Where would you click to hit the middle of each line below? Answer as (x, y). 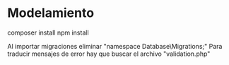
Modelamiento (51, 13)
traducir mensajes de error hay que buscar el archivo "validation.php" (109, 54)
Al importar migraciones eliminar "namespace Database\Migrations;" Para (115, 46)
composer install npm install (48, 32)
